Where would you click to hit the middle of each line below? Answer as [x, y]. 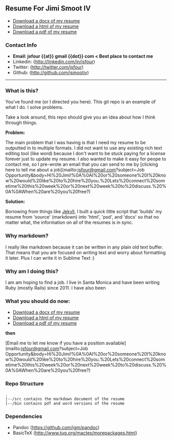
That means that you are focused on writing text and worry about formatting [85, 252]
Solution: [15, 202]
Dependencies [24, 416]
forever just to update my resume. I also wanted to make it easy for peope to [86, 159]
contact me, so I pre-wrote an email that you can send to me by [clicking [82, 164]
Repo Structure [25, 384]
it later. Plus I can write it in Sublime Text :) [50, 258]
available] [116, 343]
